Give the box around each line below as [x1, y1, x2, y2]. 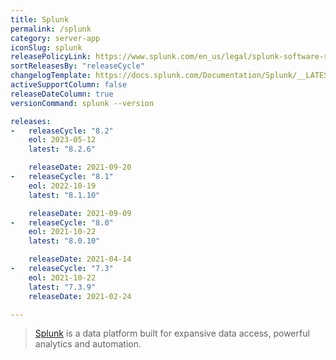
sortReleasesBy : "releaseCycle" [10, 61, 145, 71]
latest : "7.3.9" [28, 282, 97, 292]
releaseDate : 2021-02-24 [28, 291, 132, 301]
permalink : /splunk [10, 24, 92, 34]
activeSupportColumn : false [10, 80, 128, 90]
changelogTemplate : [10, 71, 92, 81]
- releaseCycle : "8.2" [10, 126, 114, 136]
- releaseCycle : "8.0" [10, 217, 114, 228]
